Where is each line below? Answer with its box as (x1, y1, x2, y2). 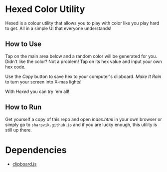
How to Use (5, 40, 42, 48)
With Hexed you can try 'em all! (5, 88, 70, 94)
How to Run (5, 103, 42, 111)
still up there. (5, 126, 32, 133)
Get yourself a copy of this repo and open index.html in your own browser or (5, 116, 162, 122)
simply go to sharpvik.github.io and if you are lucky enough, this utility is (5, 121, 157, 127)
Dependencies (5, 144, 67, 155)
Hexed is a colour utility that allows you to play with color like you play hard (5, 20, 160, 26)
